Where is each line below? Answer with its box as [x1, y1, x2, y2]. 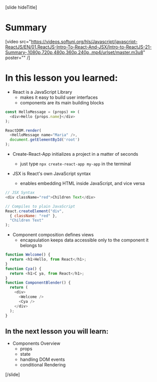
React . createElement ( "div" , [5, 209, 64, 214]
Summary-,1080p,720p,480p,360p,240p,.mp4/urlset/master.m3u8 [5, 49, 143, 55]
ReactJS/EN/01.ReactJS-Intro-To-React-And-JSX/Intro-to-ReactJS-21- [5, 44, 152, 50]
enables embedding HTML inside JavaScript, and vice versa [20, 180, 145, 186]
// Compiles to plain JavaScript [5, 204, 75, 209]
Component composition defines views [12, 232, 94, 238]
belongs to [20, 242, 43, 248]
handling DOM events [20, 356, 65, 362]
